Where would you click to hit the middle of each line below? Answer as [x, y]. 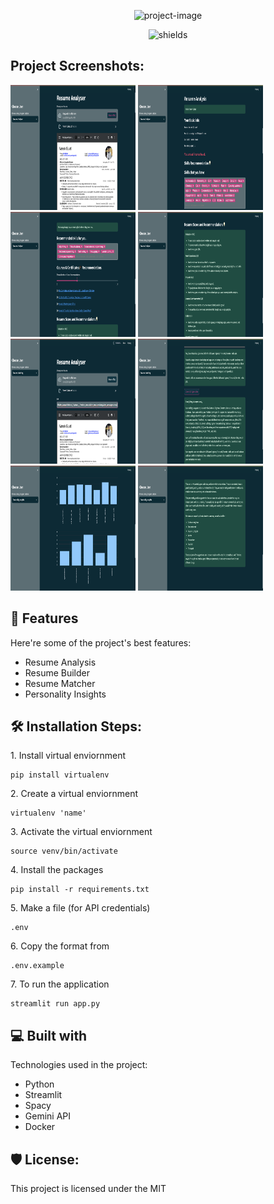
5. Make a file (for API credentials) [80, 908]
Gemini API [48, 1116]
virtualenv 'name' [48, 813]
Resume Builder [57, 672]
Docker [40, 1127]
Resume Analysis [60, 662]
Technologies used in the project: [79, 1065]
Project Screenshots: [77, 66]
